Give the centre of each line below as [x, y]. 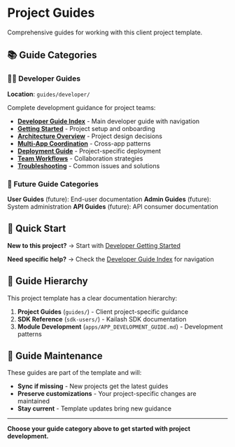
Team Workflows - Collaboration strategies [80, 158]
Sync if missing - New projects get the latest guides [93, 386]
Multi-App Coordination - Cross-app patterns [84, 143]
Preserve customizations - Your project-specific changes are [107, 394]
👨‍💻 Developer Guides [44, 78]
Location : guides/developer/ [49, 94]
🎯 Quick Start [37, 229]
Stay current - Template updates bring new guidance [94, 408]
